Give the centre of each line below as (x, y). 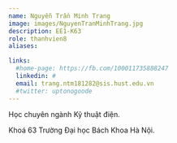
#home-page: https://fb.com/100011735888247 (92, 69)
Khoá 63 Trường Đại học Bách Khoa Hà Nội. (82, 130)
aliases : (23, 46)
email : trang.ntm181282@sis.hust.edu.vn (85, 83)
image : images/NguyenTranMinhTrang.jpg (76, 24)
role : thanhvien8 (38, 39)
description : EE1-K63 (45, 31)
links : (19, 61)
